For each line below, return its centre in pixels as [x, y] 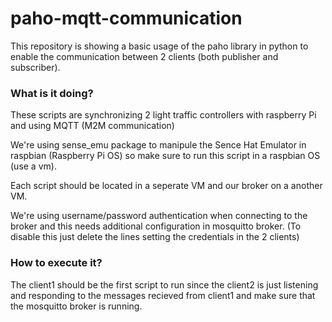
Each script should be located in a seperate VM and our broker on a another [166, 186]
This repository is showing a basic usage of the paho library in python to [159, 46]
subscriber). [35, 67]
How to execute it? [56, 263]
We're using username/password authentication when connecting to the [159, 216]
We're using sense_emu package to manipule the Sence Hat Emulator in [158, 145]
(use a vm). [33, 166]
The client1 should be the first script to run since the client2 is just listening [164, 284]
